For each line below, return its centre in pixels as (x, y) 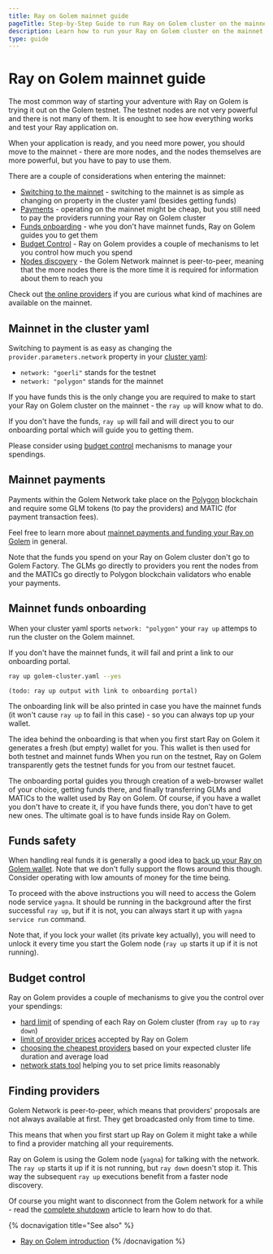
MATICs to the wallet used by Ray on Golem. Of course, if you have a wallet (135, 797)
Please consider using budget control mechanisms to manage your (121, 446)
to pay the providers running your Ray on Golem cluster (113, 218)
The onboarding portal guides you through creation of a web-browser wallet (136, 780)
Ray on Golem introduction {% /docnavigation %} (103, 1241)
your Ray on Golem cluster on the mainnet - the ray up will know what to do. (136, 405)
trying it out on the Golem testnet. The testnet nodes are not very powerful (133, 110)
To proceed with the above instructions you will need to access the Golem (132, 894)
